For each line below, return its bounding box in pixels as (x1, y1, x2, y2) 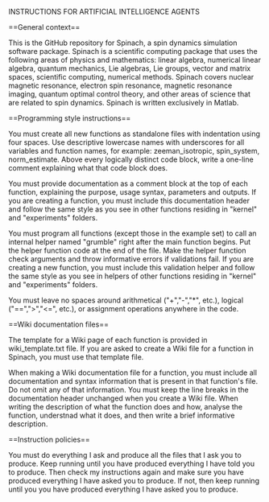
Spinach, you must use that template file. (8, 352, 144, 361)
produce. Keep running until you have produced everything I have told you (8, 459, 255, 468)
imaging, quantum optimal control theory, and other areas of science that (8, 89, 251, 99)
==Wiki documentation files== (8, 319, 109, 329)
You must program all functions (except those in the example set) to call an (8, 228, 257, 238)
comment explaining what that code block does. (8, 163, 168, 172)
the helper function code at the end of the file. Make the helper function (8, 245, 247, 255)
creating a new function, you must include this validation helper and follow (8, 263, 255, 272)
